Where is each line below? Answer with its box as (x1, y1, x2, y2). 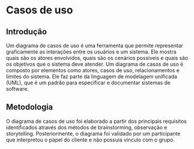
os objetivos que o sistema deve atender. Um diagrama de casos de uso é (6, 61, 184, 68)
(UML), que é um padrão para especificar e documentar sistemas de (6, 79, 171, 86)
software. (6, 86, 29, 92)
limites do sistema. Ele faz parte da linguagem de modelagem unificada (6, 73, 178, 80)
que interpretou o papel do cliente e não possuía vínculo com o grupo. (6, 136, 175, 143)
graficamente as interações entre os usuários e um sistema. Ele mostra (6, 48, 177, 55)
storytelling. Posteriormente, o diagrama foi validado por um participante (6, 130, 181, 137)
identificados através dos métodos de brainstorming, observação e (6, 123, 167, 131)
